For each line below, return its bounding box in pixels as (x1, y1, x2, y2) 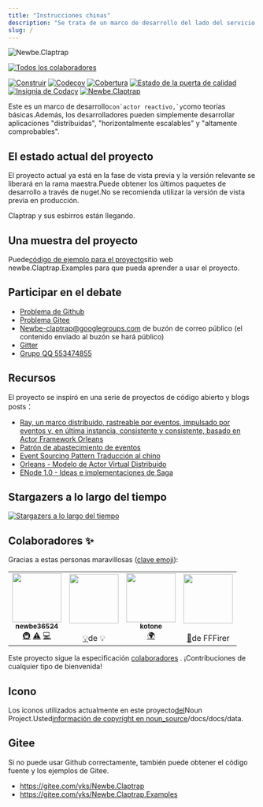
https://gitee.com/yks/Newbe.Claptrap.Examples (19, 789, 178, 799)
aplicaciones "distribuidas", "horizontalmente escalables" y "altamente (8, 119, 238, 128)
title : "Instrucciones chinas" (8, 11, 111, 20)
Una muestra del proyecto (8, 234, 138, 247)
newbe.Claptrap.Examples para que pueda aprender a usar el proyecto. (8, 263, 240, 272)
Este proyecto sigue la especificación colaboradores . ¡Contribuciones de (8, 653, 246, 663)
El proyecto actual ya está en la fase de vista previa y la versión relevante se (8, 171, 256, 180)
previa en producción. (8, 196, 80, 205)
